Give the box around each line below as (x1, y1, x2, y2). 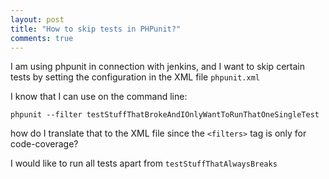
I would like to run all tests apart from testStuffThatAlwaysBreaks (10, 157, 278, 170)
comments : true (10, 33, 74, 43)
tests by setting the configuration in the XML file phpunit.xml (10, 71, 260, 83)
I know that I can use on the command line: (10, 91, 188, 103)
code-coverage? (10, 138, 79, 150)
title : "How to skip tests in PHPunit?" (10, 24, 182, 34)
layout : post (10, 14, 65, 25)
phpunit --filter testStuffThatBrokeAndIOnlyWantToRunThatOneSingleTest (10, 110, 320, 120)
